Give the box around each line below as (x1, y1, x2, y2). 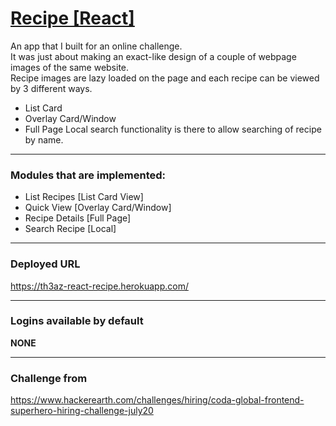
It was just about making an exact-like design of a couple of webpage (10, 50, 297, 62)
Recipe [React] (10, 7, 135, 30)
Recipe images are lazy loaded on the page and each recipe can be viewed (10, 72, 320, 84)
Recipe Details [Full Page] (24, 212, 132, 224)
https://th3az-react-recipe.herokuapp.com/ (10, 280, 189, 292)
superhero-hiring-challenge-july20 (10, 405, 154, 417)
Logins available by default (10, 314, 144, 328)
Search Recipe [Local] (24, 223, 117, 235)
